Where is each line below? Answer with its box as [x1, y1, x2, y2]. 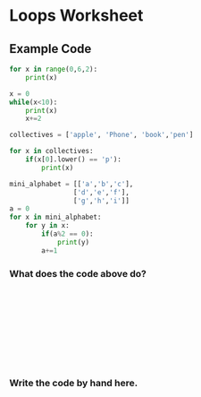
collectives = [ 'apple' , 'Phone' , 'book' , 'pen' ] [9, 131, 194, 140]
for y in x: [25, 221, 70, 230]
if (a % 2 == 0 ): [41, 229, 94, 238]
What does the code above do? [9, 267, 147, 280]
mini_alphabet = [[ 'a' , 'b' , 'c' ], [9, 179, 134, 188]
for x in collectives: [9, 147, 94, 156]
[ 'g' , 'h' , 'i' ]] [72, 196, 130, 205]
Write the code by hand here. [9, 376, 138, 389]
